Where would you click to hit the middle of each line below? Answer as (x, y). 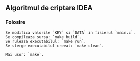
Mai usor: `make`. (24, 54)
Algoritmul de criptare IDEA (49, 8)
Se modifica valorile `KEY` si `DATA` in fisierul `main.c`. (71, 32)
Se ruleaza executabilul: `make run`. (46, 41)
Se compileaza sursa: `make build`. (43, 37)
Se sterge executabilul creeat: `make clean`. (55, 46)
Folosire (15, 22)
